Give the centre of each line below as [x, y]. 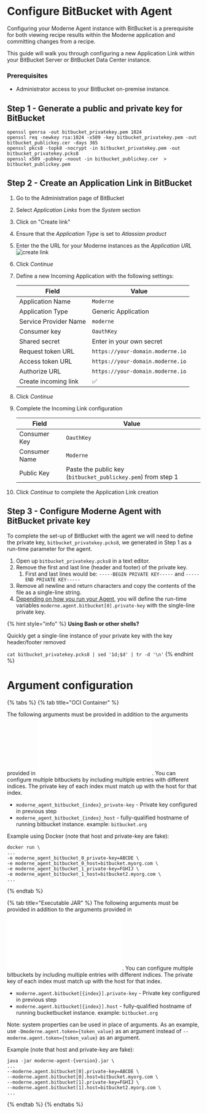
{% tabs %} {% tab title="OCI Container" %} [63, 702]
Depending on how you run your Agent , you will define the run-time [101, 599]
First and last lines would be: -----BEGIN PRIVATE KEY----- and [105, 574]
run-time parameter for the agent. [50, 549]
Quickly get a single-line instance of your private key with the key [90, 635]
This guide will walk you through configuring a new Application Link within [101, 53]
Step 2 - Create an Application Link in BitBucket [100, 183]
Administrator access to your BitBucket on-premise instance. [93, 89]
